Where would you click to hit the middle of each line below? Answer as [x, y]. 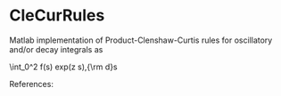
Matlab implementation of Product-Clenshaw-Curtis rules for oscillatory [141, 40]
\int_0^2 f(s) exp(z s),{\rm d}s [63, 67]
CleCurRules [57, 16]
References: [31, 84]
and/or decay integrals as [56, 49]
